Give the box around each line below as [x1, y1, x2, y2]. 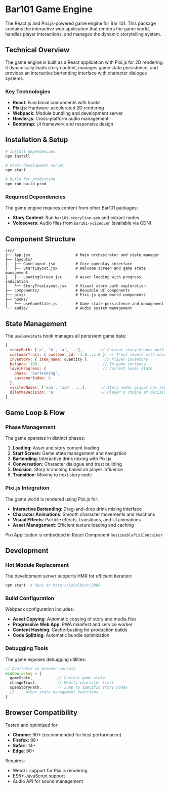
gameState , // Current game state [10, 676, 105, 681]
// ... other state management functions [10, 690, 99, 695]
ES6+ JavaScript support [12, 773, 65, 779]
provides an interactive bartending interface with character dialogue [5, 70, 147, 76]
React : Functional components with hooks [12, 100, 101, 106]
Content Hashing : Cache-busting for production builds [12, 627, 127, 633]
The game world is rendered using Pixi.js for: [5, 496, 99, 502]
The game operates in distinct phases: [5, 435, 85, 441]
